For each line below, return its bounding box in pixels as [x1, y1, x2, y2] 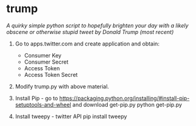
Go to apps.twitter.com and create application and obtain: [15, 40, 160, 47]
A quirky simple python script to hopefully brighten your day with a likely [6, 22, 189, 29]
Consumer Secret [24, 58, 69, 65]
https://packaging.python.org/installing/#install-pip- [59, 94, 190, 102]
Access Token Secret [24, 71, 78, 78]
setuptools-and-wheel [15, 101, 71, 108]
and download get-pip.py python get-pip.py [72, 101, 183, 108]
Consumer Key [24, 51, 62, 59]
